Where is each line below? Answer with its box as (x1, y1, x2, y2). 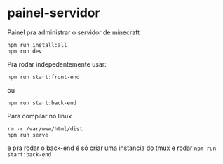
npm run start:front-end (7, 74, 80, 81)
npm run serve (7, 131, 49, 138)
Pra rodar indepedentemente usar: (7, 60, 107, 68)
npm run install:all (7, 41, 68, 48)
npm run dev (7, 48, 42, 55)
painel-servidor (7, 5, 100, 21)
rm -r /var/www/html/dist (7, 125, 83, 132)
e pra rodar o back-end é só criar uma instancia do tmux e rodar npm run (7, 144, 217, 152)
